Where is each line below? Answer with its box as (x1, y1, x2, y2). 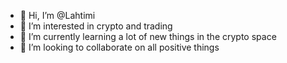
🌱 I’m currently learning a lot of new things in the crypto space (19, 31, 277, 42)
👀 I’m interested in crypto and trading (19, 20, 173, 32)
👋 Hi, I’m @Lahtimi (19, 10, 96, 21)
